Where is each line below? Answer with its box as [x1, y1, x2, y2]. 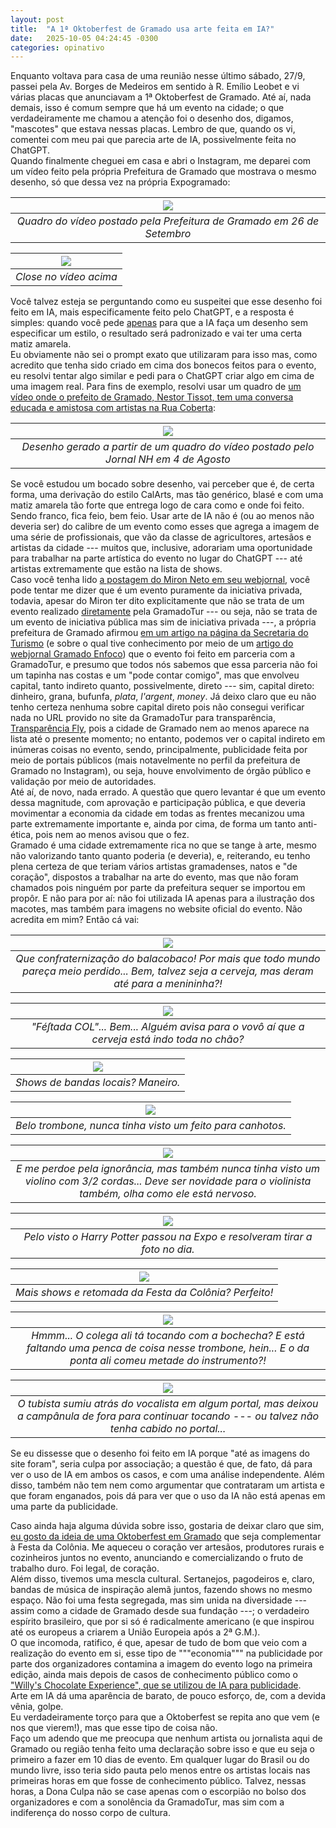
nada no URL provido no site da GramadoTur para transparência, [10, 712, 276, 724]
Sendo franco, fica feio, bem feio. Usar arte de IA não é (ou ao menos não [10, 510, 315, 522]
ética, [10, 829, 34, 841]
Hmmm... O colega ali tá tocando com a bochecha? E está [31, 1329, 305, 1343]
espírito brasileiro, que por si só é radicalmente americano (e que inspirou [10, 1616, 315, 1628]
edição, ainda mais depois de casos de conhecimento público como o [10, 1669, 298, 1681]
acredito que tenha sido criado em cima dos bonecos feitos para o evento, [10, 359, 317, 371]
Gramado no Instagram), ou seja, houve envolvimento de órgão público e [10, 765, 312, 777]
